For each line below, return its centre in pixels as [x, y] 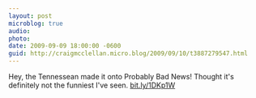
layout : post [30, 16]
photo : [19, 38]
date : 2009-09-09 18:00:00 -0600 [65, 46]
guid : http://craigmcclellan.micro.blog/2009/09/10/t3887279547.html [128, 53]
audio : [19, 31]
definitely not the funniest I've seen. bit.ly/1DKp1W [92, 85]
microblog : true [36, 23]
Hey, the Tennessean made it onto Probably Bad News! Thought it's [122, 77]
